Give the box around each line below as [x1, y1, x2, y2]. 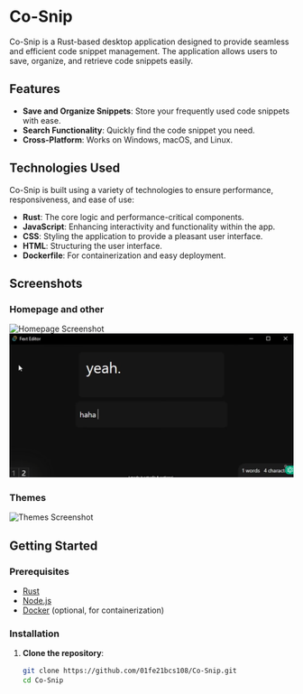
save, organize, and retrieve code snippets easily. [9, 55, 194, 66]
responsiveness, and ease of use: [9, 194, 135, 205]
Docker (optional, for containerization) [22, 605, 165, 615]
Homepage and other [9, 302, 105, 315]
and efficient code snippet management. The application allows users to [9, 45, 278, 56]
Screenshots [9, 275, 83, 291]
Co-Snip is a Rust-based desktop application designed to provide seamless [9, 36, 289, 47]
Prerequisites [9, 565, 69, 578]
